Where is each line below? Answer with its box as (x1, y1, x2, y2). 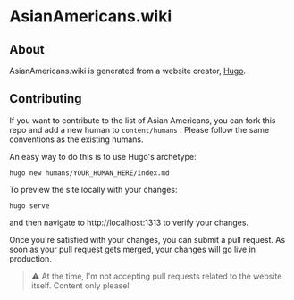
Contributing (9, 91, 82, 106)
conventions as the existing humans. (9, 134, 145, 145)
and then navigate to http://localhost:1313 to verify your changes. (9, 217, 248, 228)
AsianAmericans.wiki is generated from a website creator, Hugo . (9, 65, 247, 76)
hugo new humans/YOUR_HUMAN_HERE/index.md (9, 168, 170, 178)
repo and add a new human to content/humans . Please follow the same (9, 124, 270, 135)
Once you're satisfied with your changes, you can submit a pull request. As (9, 234, 286, 245)
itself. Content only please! (30, 279, 130, 291)
